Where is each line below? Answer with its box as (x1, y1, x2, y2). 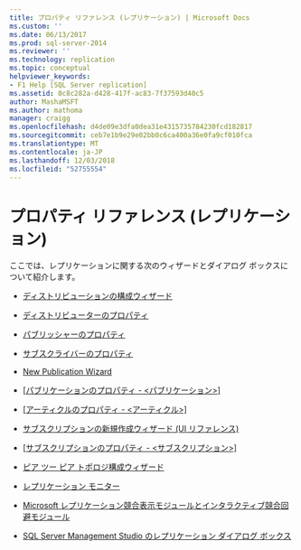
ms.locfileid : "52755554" (9, 164, 107, 173)
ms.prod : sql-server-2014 (9, 38, 107, 48)
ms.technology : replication (9, 55, 116, 64)
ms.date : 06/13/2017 (9, 30, 88, 39)
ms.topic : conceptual (9, 64, 91, 73)
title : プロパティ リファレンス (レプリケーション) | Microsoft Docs (9, 13, 250, 23)
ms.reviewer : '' (9, 47, 71, 56)
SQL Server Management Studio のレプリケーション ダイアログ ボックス (22, 530, 292, 542)
